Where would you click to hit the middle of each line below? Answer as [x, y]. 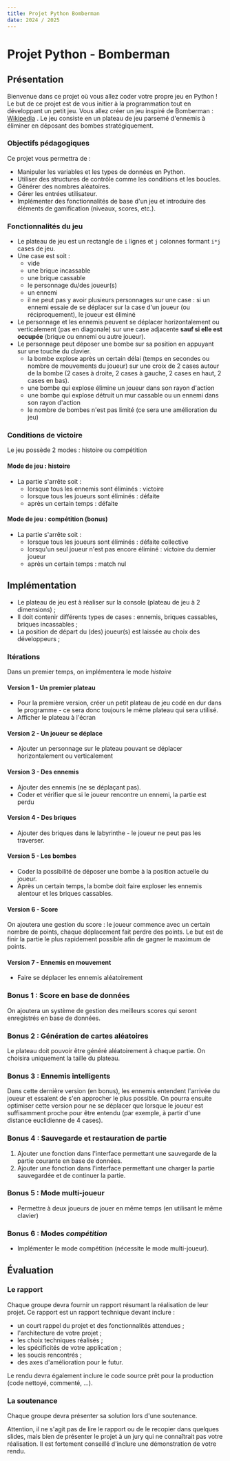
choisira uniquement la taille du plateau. [64, 1058]
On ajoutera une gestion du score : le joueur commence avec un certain [109, 925]
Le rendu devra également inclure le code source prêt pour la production [110, 1375]
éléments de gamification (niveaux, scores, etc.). [86, 208]
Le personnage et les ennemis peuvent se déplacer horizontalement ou [118, 322]
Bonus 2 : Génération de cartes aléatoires [78, 1036]
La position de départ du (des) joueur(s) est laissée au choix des [108, 631]
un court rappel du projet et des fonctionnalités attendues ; [101, 1325]
